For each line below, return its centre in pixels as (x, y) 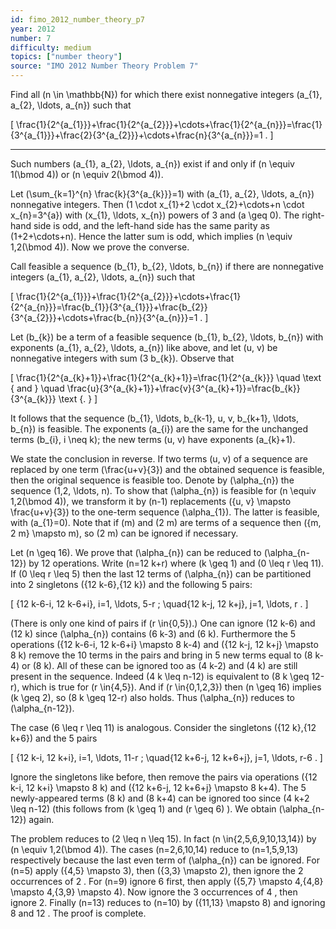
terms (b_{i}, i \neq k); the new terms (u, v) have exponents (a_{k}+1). (153, 439)
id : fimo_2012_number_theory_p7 (77, 19)
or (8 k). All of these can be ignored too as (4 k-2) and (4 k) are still (159, 665)
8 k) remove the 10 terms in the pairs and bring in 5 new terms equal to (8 (161, 655)
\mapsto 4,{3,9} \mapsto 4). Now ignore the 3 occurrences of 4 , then (154, 892)
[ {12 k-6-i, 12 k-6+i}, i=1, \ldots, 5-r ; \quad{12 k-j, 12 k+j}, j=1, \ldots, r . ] (159, 604)
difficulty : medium (51, 47)
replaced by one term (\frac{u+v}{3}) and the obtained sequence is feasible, (167, 469)
